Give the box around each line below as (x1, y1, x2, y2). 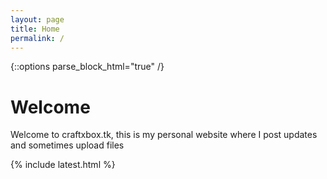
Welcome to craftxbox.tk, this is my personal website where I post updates (10, 129, 318, 141)
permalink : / (10, 33, 65, 43)
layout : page (10, 14, 65, 25)
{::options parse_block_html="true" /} (10, 61, 165, 73)
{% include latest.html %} (10, 159, 116, 171)
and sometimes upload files (10, 139, 125, 151)
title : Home (10, 24, 60, 34)
